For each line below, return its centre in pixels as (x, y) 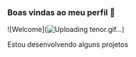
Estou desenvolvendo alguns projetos (68, 45)
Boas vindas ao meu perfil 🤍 (61, 12)
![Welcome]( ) (66, 30)
